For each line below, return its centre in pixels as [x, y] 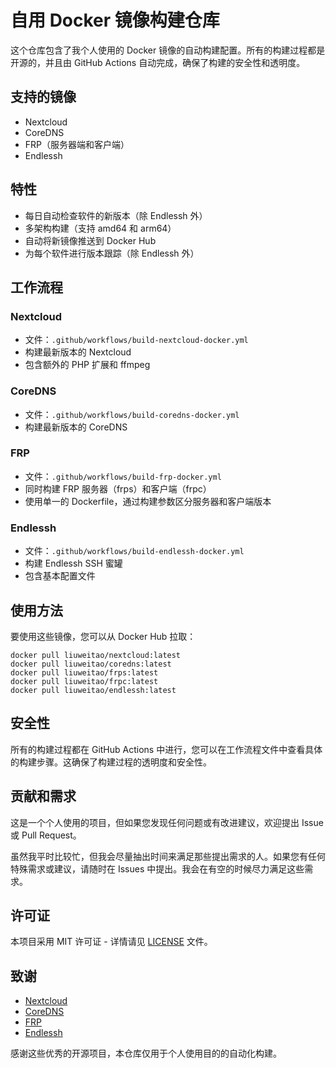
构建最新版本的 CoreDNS [76, 427]
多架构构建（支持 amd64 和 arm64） [100, 228]
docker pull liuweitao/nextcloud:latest [96, 655]
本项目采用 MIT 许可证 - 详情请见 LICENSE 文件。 [111, 942]
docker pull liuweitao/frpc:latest [84, 681]
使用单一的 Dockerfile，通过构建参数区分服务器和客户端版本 [148, 501]
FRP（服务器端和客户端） [77, 144]
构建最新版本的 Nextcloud [78, 352]
